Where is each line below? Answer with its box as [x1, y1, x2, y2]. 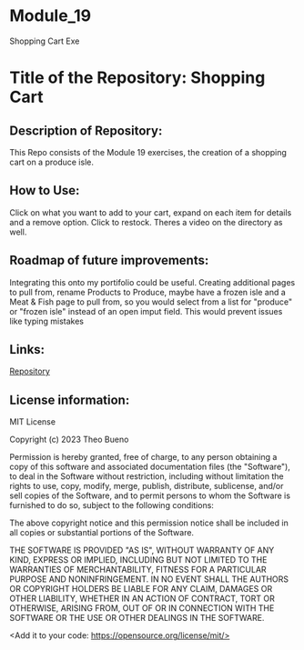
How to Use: [9, 183, 80, 198]
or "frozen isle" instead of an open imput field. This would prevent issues [9, 305, 283, 316]
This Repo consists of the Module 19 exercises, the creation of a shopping [9, 146, 287, 157]
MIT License [9, 416, 56, 427]
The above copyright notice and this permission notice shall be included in [9, 517, 289, 528]
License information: [9, 392, 130, 407]
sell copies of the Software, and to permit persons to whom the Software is [9, 490, 291, 501]
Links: [9, 342, 46, 357]
